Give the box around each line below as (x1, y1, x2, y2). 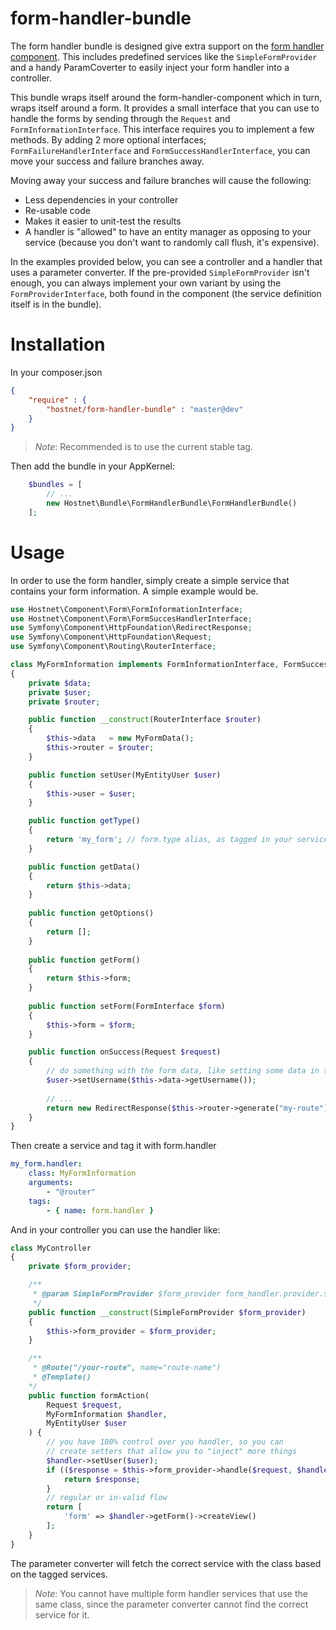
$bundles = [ (28, 480, 83, 490)
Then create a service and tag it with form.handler (10, 1140, 217, 1152)
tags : (28, 1196, 52, 1206)
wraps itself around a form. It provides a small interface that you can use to (10, 102, 320, 114)
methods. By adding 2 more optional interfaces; (10, 133, 207, 146)
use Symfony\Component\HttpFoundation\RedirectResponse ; (10, 623, 253, 633)
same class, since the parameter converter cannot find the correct (34, 1598, 309, 1610)
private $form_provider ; (28, 1262, 132, 1272)
